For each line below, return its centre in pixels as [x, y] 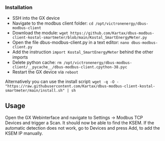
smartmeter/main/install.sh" [35, 91]
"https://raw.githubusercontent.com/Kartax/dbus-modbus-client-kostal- [80, 86]
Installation [19, 7]
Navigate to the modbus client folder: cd [53, 23]
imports [20, 57]
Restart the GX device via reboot [45, 72]
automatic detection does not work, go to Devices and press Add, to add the [82, 128]
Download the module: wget [40, 33]
